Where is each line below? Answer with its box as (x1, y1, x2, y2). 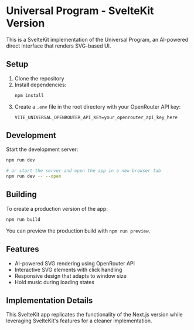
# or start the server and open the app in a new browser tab (6, 168, 161, 174)
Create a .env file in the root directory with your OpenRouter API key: (14, 103, 181, 110)
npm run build (6, 216, 41, 223)
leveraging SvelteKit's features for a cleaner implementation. (6, 317, 152, 324)
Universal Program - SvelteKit (6, 4, 154, 18)
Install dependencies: (14, 81, 67, 88)
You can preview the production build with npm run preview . (6, 227, 151, 234)
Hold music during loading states (14, 278, 95, 285)
